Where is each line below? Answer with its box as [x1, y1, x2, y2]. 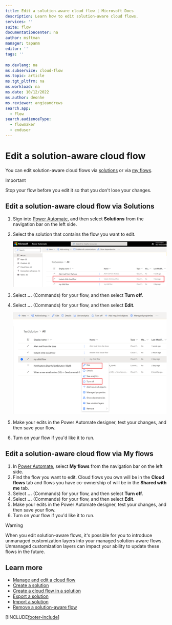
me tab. [12, 485, 29, 491]
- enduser [10, 127, 31, 133]
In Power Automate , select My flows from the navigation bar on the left [12, 463, 163, 469]
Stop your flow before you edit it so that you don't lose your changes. [5, 187, 152, 193]
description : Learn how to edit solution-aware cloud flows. [5, 13, 139, 19]
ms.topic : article [5, 73, 45, 79]
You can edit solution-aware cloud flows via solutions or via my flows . [5, 167, 153, 173]
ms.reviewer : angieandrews [5, 100, 63, 105]
